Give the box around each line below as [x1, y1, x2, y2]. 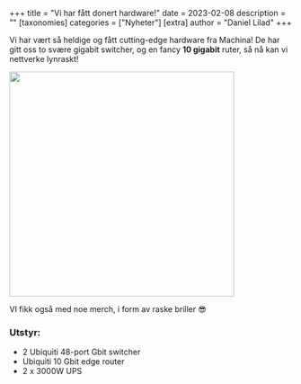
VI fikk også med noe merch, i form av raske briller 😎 [9, 304, 207, 314]
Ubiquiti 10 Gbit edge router [22, 356, 125, 367]
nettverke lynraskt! [9, 54, 79, 64]
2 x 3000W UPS [22, 366, 83, 377]
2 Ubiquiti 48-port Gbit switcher [22, 346, 141, 358]
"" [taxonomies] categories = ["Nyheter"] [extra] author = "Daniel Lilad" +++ [9, 17, 292, 28]
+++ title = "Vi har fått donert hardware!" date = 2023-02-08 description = [9, 8, 286, 18]
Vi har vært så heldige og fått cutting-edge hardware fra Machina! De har [9, 35, 280, 45]
